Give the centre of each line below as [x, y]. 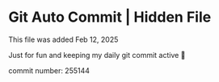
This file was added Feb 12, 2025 [63, 39]
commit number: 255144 [49, 70]
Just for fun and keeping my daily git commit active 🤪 [97, 55]
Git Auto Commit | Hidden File [110, 17]
